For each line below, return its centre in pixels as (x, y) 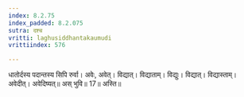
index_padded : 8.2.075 (46, 23)
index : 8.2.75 (32, 16)
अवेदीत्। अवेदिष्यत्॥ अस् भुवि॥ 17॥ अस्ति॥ (65, 83)
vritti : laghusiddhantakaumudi (60, 38)
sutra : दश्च (25, 30)
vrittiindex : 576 (37, 45)
